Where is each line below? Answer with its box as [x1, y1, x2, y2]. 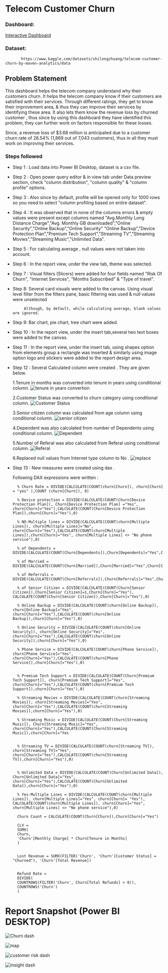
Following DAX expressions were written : [12, 474, 99, 480]
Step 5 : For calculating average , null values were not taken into [12, 246, 145, 252]
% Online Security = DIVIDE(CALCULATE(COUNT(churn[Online [17, 625, 141, 630]
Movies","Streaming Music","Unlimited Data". [12, 236, 105, 242]
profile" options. [12, 184, 46, 190]
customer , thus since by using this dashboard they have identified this [5, 114, 151, 121]
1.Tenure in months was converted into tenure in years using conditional [12, 379, 161, 385]
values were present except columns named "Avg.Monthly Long [12, 215, 144, 221]
